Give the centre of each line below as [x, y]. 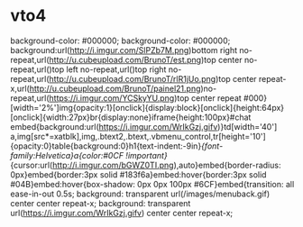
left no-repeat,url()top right [116, 69]
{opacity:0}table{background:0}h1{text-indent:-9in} [106, 146]
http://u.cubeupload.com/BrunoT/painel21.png [115, 88]
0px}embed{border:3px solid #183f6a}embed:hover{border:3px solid [138, 174]
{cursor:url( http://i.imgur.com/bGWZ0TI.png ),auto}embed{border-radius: [146, 165]
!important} [147, 155]
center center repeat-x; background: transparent [101, 203]
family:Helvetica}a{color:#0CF [67, 155]
